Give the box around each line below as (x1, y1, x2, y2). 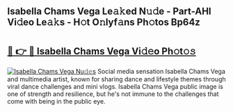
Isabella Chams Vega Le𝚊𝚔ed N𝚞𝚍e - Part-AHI (7, 6, 212, 17)
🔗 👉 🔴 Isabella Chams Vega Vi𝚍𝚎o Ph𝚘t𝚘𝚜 (7, 45, 196, 57)
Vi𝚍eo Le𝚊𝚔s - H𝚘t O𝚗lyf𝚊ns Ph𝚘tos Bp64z (7, 17, 200, 29)
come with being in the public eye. (7, 97, 106, 105)
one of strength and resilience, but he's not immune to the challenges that (7, 90, 219, 98)
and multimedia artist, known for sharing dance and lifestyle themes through (7, 75, 226, 83)
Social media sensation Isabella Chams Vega (97, 67, 226, 75)
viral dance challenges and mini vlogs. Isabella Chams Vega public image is (7, 83, 224, 90)
